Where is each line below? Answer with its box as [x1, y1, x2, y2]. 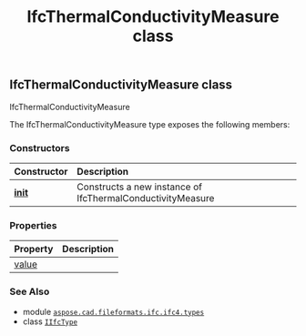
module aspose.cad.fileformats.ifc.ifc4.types [22, 306, 205, 317]
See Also [9, 285, 50, 298]
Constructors [9, 141, 70, 154]
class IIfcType [22, 316, 78, 327]
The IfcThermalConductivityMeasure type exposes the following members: [9, 118, 291, 129]
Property [14, 243, 54, 256]
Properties [9, 219, 57, 231]
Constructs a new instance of [76, 180, 203, 193]
